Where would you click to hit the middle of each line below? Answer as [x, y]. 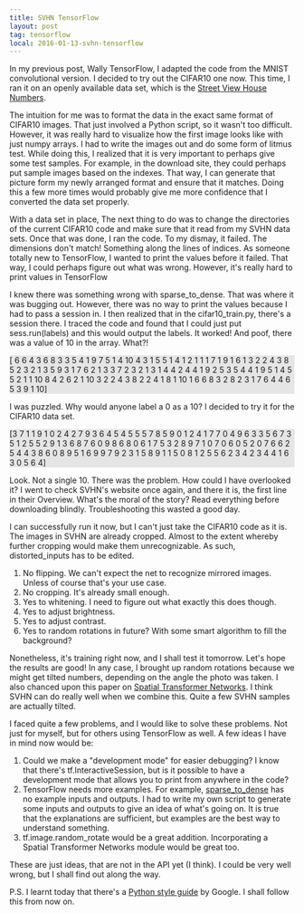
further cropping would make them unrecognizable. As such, [123, 546]
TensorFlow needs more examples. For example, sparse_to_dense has [153, 790]
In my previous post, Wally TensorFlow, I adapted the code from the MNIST [149, 69]
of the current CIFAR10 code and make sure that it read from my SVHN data [150, 229]
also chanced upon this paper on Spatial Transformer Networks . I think [141, 687]
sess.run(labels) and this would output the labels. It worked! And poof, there [151, 333]
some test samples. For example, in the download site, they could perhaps [148, 163]
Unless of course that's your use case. [95, 583]
